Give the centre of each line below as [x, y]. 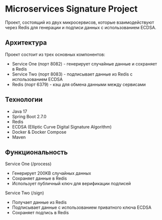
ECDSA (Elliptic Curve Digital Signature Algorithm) [62, 126]
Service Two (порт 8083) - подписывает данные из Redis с [72, 74]
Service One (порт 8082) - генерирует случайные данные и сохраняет [84, 63]
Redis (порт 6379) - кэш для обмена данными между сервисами [79, 84]
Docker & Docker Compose [39, 132]
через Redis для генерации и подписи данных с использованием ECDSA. [81, 27]
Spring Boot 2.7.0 [29, 116]
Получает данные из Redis [39, 203]
